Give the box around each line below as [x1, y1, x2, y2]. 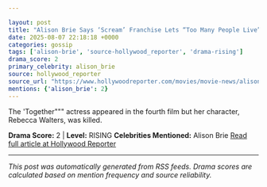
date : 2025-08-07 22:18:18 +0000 [8, 33, 119, 41]
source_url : [8, 77, 48, 86]
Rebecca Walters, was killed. [8, 115, 103, 124]
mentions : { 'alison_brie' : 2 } [8, 85, 109, 93]
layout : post [8, 18, 52, 26]
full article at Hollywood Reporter [8, 139, 117, 148]
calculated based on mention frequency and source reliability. [8, 170, 212, 179]
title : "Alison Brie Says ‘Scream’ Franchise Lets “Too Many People [8, 25, 240, 34]
